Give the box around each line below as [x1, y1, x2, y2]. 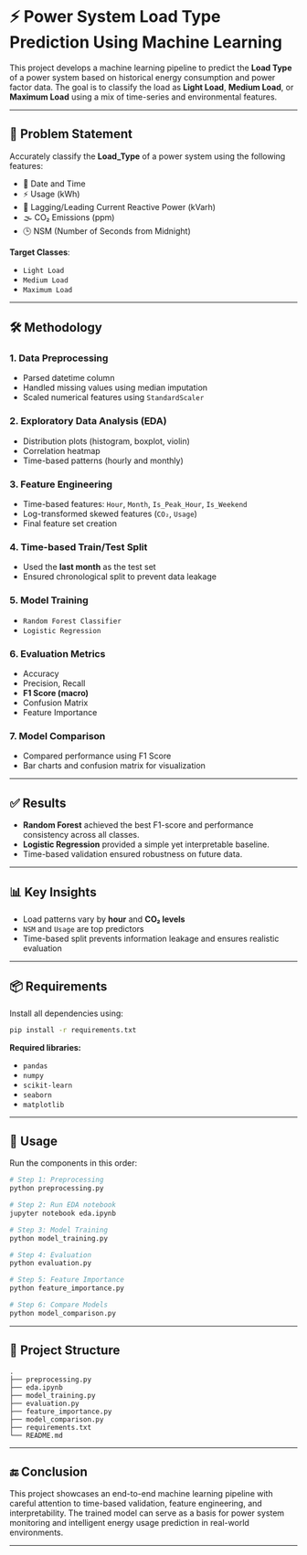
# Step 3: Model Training [9, 1225, 108, 1234]
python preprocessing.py [9, 1184, 104, 1193]
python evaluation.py [9, 1259, 92, 1268]
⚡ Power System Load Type [9, 6, 221, 27]
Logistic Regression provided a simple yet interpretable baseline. [22, 839, 270, 850]
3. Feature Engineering [9, 478, 112, 491]
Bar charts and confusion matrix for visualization [22, 760, 206, 771]
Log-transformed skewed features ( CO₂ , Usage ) [22, 508, 198, 520]
